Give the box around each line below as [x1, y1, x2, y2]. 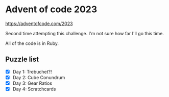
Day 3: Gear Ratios [12, 80, 53, 86]
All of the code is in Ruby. [5, 40, 59, 46]
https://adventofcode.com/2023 [5, 20, 73, 27]
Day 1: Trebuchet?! [12, 68, 52, 75]
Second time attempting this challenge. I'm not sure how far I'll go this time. [5, 30, 164, 36]
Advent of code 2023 [5, 4, 98, 15]
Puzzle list [5, 55, 39, 64]
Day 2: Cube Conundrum [12, 74, 65, 80]
